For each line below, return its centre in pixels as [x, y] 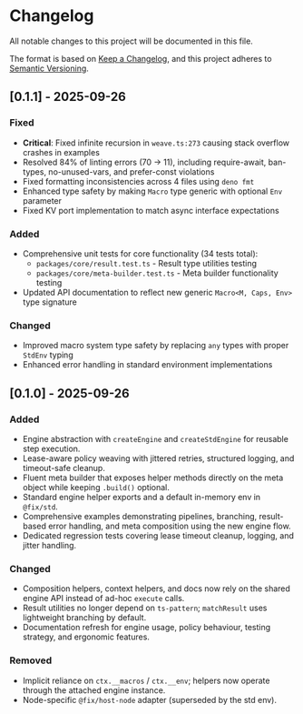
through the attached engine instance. [94, 690]
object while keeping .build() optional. [96, 487]
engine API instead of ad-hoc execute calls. [103, 598]
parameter [42, 200]
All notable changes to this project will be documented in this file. [132, 41]
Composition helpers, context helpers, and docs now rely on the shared [156, 588]
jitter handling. [49, 545]
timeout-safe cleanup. [64, 468]
